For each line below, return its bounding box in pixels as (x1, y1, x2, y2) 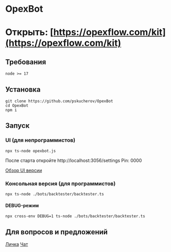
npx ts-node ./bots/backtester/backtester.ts (5, 191, 104, 197)
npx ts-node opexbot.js (5, 148, 56, 153)
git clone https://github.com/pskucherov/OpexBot (5, 99, 114, 104)
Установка (5, 85, 41, 94)
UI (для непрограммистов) (5, 136, 76, 144)
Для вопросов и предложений (5, 227, 108, 236)
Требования (5, 57, 46, 66)
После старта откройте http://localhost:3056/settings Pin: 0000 (5, 157, 142, 164)
